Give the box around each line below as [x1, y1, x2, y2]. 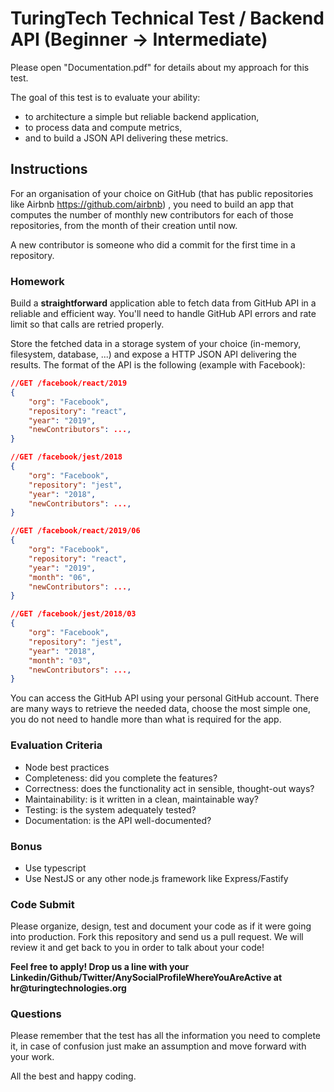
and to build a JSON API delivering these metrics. [24, 132, 229, 144]
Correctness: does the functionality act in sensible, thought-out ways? [24, 782, 315, 794]
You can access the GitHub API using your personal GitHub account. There [10, 692, 320, 704]
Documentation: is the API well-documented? [24, 814, 212, 826]
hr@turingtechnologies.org [10, 982, 127, 994]
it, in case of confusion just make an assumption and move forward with [10, 1040, 307, 1052]
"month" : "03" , [28, 655, 92, 666]
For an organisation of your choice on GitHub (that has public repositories [10, 187, 314, 199]
